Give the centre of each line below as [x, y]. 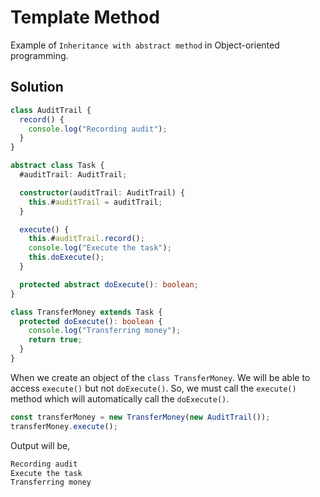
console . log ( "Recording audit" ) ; [98, 129]
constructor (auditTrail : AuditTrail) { [102, 192]
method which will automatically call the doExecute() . [120, 398]
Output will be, [40, 445]
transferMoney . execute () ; [64, 426]
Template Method [85, 17]
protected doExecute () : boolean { [91, 321]
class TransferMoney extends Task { [86, 312]
